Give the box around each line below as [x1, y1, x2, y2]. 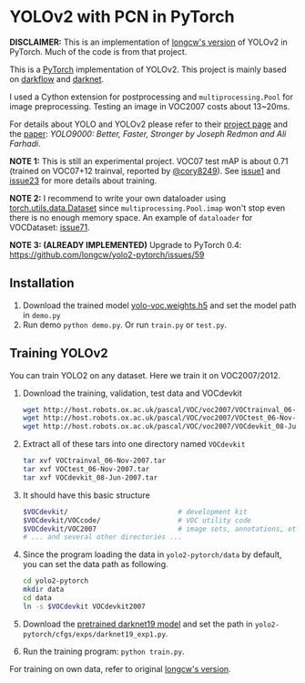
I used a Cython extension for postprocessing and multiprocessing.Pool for [9, 91, 294, 102]
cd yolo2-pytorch [22, 576, 89, 585]
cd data [22, 594, 52, 603]
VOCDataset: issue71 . [9, 222, 90, 233]
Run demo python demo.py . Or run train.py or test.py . [22, 319, 228, 330]
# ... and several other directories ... [22, 533, 182, 542]
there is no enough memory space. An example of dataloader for [9, 212, 253, 222]
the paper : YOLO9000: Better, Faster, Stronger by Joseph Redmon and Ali [9, 128, 287, 139]
